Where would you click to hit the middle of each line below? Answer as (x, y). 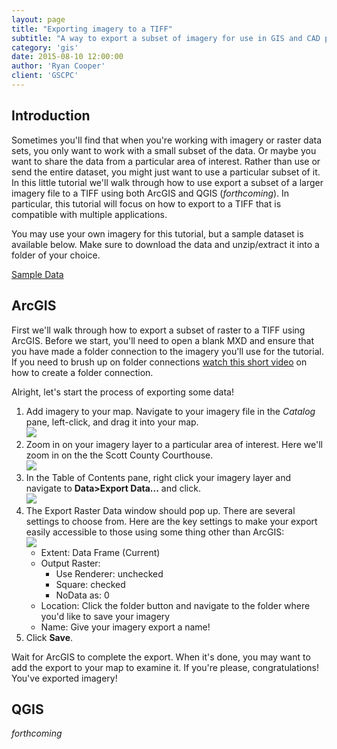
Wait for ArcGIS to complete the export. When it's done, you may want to (161, 657)
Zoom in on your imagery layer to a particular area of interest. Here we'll (174, 444)
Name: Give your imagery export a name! (125, 627)
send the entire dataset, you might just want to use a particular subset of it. (166, 172)
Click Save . (49, 637)
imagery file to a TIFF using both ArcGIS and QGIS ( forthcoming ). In (150, 193)
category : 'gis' (45, 47)
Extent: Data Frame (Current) (100, 552)
